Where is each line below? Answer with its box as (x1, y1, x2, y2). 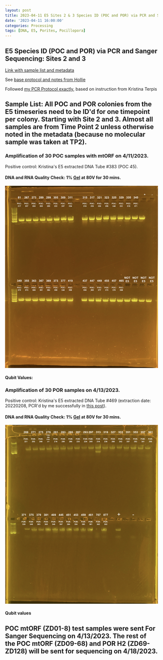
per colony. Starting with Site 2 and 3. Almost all (5, 115, 153, 124)
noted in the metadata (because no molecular (5, 130, 146, 139)
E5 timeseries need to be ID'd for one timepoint (5, 108, 150, 116)
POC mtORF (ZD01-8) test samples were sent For (5, 624, 156, 632)
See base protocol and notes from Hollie (5, 77, 86, 82)
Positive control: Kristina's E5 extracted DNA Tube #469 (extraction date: (5, 398, 151, 403)
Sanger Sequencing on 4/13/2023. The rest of (5, 632, 147, 640)
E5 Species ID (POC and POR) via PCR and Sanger (5, 47, 158, 55)
